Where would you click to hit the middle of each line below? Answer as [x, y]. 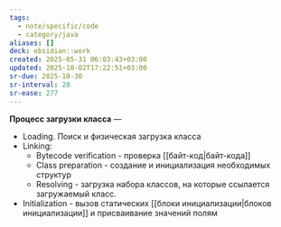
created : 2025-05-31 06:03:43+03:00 [78, 59]
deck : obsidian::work [50, 51]
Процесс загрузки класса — [66, 119]
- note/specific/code [58, 26]
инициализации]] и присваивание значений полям [120, 213]
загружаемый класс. [76, 194]
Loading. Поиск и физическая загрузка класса [112, 136]
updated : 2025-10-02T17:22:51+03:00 [78, 68]
